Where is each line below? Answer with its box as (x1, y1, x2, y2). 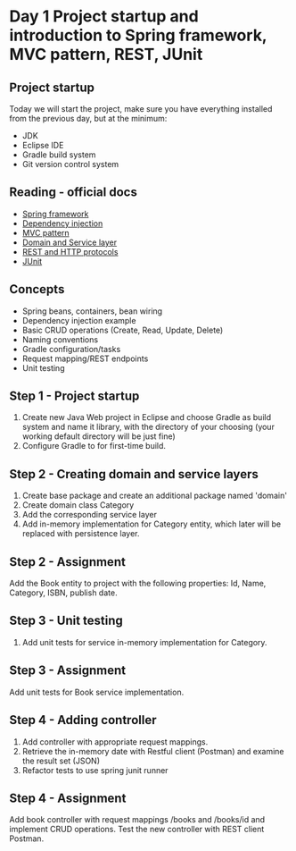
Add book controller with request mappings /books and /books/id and (9, 814, 266, 825)
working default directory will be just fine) (21, 431, 176, 442)
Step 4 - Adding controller (9, 712, 157, 728)
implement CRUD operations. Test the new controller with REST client (9, 824, 265, 835)
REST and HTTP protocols (21, 246, 119, 257)
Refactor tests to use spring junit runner (21, 764, 169, 775)
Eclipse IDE (21, 140, 64, 150)
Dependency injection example (21, 315, 136, 325)
